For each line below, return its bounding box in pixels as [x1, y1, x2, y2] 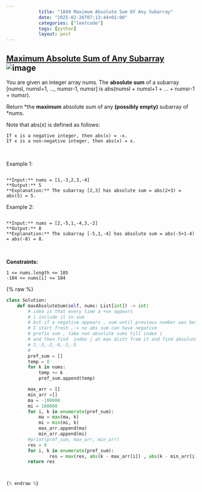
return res [28, 459, 55, 465]
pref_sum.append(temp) [38, 375, 96, 381]
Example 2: [6, 203, 34, 210]
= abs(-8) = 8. [6, 235, 44, 242]
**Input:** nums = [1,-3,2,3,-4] [6, 177, 90, 183]
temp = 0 [28, 359, 50, 365]
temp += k [38, 370, 63, 376]
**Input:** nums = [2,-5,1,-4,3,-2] [6, 220, 98, 226]
